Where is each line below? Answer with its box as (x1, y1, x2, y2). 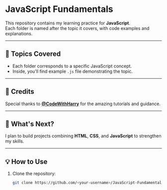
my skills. (5, 138, 24, 144)
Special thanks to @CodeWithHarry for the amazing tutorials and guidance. (5, 101, 161, 107)
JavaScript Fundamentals (5, 3, 113, 15)
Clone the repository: (12, 171, 56, 177)
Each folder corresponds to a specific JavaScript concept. (12, 63, 132, 69)
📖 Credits (5, 87, 35, 96)
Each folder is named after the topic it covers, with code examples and (5, 25, 150, 31)
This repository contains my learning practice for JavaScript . (5, 20, 131, 26)
